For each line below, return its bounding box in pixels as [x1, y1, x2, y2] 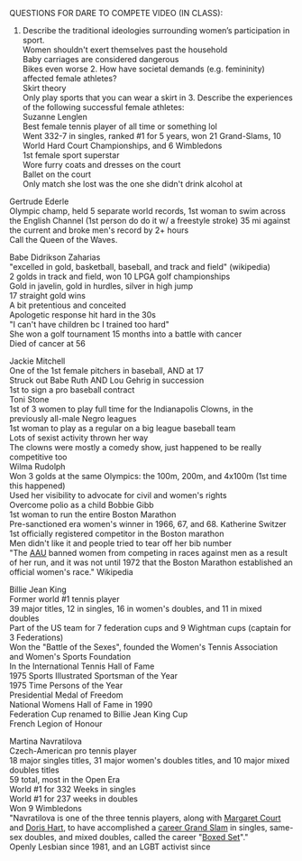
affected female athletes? [22, 73, 117, 84]
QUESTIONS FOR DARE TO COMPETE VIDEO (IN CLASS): [9, 8, 224, 18]
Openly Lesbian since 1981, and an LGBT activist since [9, 841, 211, 852]
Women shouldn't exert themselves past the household [22, 44, 228, 55]
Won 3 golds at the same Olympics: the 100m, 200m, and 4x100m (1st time [9, 471, 288, 481]
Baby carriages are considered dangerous [22, 54, 179, 64]
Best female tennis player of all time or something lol [22, 121, 218, 132]
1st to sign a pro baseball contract [9, 384, 135, 395]
